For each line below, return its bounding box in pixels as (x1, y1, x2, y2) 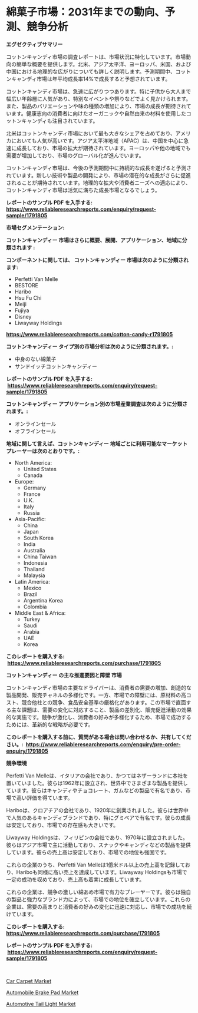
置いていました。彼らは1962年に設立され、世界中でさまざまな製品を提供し (6, 779, 189, 786)
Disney (14, 313, 32, 320)
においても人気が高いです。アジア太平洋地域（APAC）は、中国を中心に (11, 137, 184, 144)
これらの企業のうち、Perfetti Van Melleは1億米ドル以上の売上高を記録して (6, 861, 186, 868)
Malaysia (23, 572, 45, 579)
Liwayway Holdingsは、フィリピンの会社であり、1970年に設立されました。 (6, 834, 189, 841)
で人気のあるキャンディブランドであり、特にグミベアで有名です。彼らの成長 (6, 814, 191, 821)
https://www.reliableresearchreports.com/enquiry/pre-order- (25, 740, 181, 748)
